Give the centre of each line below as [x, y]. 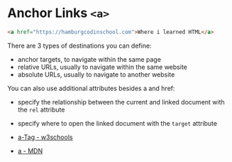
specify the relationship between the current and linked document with [121, 102]
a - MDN [30, 151]
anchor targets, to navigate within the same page [89, 59]
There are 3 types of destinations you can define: [79, 45]
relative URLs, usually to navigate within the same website [103, 67]
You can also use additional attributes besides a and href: [91, 88]
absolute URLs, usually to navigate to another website [96, 74]
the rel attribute [41, 109]
